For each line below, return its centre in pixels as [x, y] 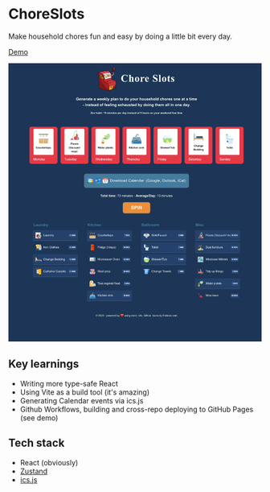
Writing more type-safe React [69, 383]
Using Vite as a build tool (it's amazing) [85, 392]
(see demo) [39, 418]
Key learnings [44, 364]
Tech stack [37, 443]
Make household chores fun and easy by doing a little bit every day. [121, 36]
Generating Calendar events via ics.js [82, 400]
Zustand [34, 471]
